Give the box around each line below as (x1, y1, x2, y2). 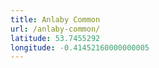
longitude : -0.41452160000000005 (10, 42, 150, 53)
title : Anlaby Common (10, 14, 101, 25)
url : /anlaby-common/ (10, 24, 101, 34)
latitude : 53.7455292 (10, 33, 101, 43)
